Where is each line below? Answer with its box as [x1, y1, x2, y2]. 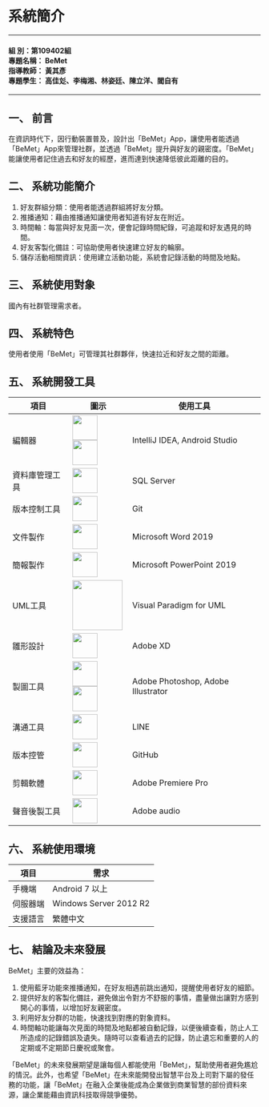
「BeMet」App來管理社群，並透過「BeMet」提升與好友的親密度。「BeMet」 [8, 143, 258, 153]
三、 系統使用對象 [8, 278, 95, 292]
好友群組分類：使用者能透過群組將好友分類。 [19, 202, 168, 212]
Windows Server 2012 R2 [52, 898, 151, 909]
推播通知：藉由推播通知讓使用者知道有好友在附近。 [19, 212, 189, 222]
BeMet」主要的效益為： [8, 965, 86, 975]
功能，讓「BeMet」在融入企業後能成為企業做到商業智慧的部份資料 [22, 1080, 240, 1089]
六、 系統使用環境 [8, 842, 95, 856]
